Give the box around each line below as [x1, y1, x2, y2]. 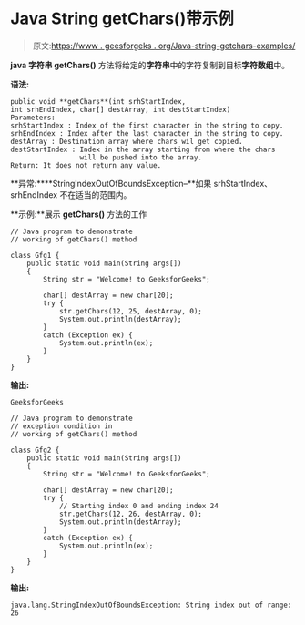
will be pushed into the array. [79, 152, 203, 162]
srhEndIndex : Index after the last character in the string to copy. [10, 128, 284, 138]
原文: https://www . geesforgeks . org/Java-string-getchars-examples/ [32, 40, 296, 51]
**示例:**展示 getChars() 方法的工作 [10, 209, 147, 220]
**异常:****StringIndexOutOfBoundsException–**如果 [10, 178, 212, 189]
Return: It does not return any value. [10, 160, 162, 169]
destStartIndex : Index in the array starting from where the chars [10, 145, 276, 154]
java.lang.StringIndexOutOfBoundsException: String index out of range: [10, 600, 292, 610]
